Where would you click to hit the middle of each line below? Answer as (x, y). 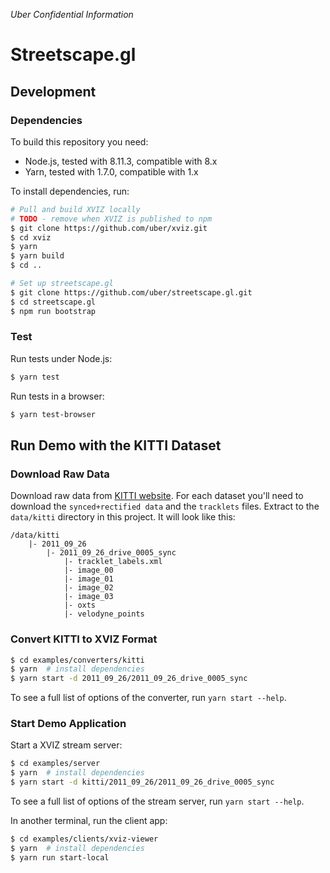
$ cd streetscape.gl (53, 302)
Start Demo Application (68, 724)
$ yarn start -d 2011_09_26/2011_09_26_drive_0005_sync (129, 679)
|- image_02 (88, 588)
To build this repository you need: (79, 141)
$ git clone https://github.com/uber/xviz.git (109, 228)
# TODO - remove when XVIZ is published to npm (111, 219)
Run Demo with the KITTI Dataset (116, 445)
